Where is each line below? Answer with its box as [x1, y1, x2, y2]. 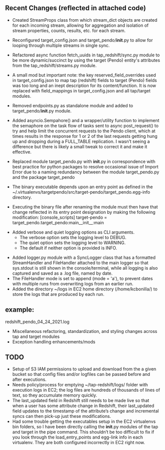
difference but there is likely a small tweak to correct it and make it [12, 143, 148, 150]
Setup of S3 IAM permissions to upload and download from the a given [12, 366, 157, 372]
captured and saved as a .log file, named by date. [12, 270, 113, 276]
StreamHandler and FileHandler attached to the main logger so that [12, 259, 149, 266]
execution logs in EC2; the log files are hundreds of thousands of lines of [12, 387, 160, 393]
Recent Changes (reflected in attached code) [5, 4, 146, 12]
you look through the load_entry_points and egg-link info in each [12, 434, 143, 440]
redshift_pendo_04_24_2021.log [5, 319, 70, 325]
